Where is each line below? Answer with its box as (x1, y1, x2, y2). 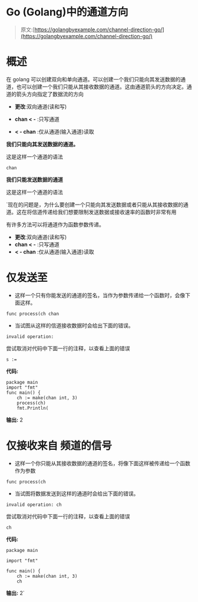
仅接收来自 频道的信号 (6, 439, 112, 452)
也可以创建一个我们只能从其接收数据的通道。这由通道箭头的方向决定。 (16, 83, 187, 90)
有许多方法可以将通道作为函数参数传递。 (6, 221, 104, 228)
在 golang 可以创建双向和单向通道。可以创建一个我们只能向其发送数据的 (6, 75, 181, 83)
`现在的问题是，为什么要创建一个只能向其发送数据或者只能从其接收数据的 (6, 201, 184, 208)
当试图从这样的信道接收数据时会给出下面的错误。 (14, 322, 134, 329)
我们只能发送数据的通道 (6, 176, 63, 183)
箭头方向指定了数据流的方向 (16, 90, 84, 97)
